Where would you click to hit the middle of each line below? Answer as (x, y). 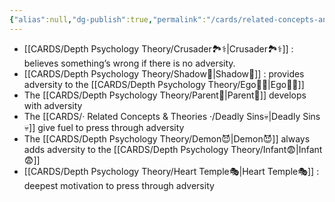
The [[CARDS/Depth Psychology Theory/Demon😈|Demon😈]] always (167, 138)
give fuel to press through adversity (111, 127)
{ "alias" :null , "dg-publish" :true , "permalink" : (108, 19)
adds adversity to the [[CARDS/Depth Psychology (126, 149)
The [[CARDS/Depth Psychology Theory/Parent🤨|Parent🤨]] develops (165, 95)
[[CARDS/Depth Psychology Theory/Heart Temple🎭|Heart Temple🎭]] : (171, 171)
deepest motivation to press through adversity (119, 185)
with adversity (53, 105)
